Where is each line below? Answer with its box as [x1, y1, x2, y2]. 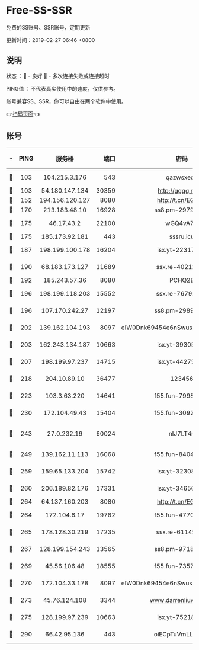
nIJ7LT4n [168, 429, 195, 437]
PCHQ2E [169, 276, 194, 284]
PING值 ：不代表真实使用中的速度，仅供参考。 [6, 85, 119, 92]
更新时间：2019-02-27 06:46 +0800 [6, 36, 95, 43]
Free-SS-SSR [6, 4, 72, 17]
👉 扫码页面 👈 [6, 110, 40, 117]
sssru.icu [169, 232, 195, 241]
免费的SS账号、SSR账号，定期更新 [6, 24, 91, 31]
